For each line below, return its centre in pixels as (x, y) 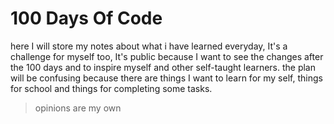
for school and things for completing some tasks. (111, 88)
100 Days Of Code (86, 18)
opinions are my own (78, 108)
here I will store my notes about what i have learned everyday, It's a (149, 46)
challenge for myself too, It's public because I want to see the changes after (167, 56)
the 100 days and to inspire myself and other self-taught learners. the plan (163, 67)
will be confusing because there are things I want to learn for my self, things (166, 78)
